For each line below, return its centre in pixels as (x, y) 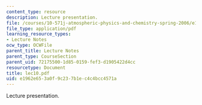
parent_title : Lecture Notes (43, 51)
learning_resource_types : (38, 34)
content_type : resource (36, 12)
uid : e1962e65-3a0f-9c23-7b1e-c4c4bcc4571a (62, 79)
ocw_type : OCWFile (29, 46)
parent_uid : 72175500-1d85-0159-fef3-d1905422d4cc (71, 62)
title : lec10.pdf (28, 73)
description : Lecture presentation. (52, 17)
